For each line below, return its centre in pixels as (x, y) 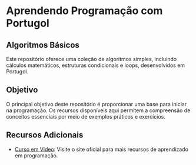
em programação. (36, 155)
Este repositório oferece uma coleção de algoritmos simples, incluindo (92, 59)
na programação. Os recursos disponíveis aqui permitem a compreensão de (98, 110)
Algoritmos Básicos (43, 45)
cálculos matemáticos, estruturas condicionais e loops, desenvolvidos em (96, 65)
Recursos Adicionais (45, 135)
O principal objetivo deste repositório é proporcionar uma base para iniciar (97, 104)
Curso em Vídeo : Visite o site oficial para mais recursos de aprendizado (101, 149)
